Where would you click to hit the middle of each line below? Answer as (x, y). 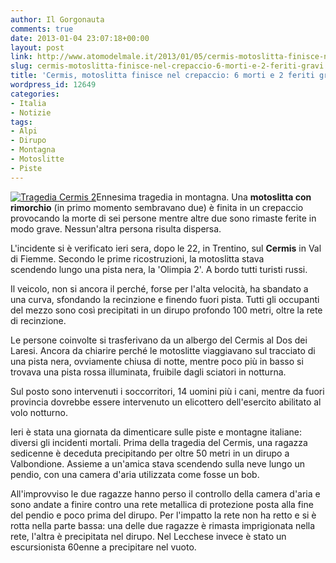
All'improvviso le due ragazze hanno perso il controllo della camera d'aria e (165, 493)
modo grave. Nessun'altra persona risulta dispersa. (116, 228)
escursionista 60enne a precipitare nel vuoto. (103, 547)
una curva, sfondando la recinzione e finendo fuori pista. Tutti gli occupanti (165, 299)
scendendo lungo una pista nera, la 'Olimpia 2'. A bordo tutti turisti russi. (159, 269)
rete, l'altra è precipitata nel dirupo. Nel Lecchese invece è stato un (148, 536)
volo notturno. (39, 412)
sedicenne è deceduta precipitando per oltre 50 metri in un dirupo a (150, 453)
